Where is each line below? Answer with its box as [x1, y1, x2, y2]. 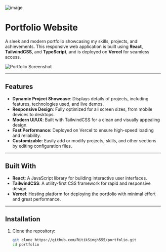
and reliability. [12, 132, 41, 138]
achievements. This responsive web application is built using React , [5, 43, 143, 49]
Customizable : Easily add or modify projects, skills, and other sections [12, 137, 157, 143]
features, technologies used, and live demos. [12, 101, 104, 107]
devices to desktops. [12, 111, 55, 117]
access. [5, 54, 21, 60]
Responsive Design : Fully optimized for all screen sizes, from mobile [12, 106, 153, 112]
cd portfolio [12, 242, 40, 247]
